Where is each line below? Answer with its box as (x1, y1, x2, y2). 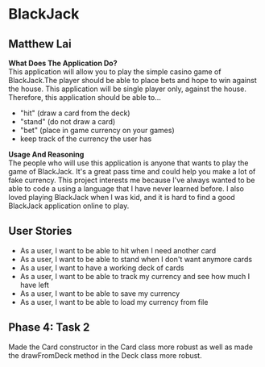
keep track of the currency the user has (19, 134, 152, 144)
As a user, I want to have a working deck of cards (19, 263, 184, 273)
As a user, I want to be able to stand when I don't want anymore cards (19, 254, 252, 264)
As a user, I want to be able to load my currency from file (19, 297, 209, 307)
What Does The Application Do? (8, 58, 118, 68)
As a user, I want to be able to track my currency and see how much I (19, 271, 251, 281)
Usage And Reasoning (8, 150, 85, 159)
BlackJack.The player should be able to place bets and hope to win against (8, 76, 257, 85)
